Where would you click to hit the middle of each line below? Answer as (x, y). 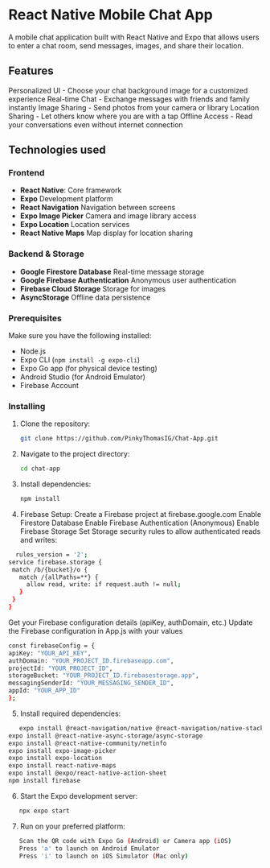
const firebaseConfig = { (51, 646)
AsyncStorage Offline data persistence (85, 297)
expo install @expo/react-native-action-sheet (88, 773)
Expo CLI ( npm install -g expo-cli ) (80, 360)
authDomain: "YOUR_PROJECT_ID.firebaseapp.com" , (91, 661)
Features (31, 71)
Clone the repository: (55, 424)
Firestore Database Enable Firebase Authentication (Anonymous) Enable (139, 523)
